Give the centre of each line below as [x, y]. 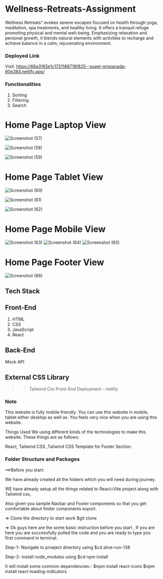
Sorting [19, 95]
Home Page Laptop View [55, 125]
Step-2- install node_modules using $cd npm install [57, 557]
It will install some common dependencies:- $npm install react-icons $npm [80, 566]
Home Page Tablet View [54, 177]
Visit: [10, 66]
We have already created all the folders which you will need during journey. [81, 479]
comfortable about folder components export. [51, 508]
